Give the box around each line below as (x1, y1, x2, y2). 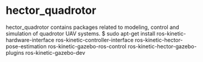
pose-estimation (5, 43, 47, 50)
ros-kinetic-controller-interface (55, 36, 134, 43)
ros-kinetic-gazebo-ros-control (47, 43, 127, 50)
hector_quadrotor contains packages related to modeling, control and (5, 23, 180, 31)
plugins (5, 49, 24, 56)
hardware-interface (5, 36, 55, 43)
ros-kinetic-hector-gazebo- (128, 43, 197, 50)
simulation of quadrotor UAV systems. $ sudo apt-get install (5, 29, 156, 37)
